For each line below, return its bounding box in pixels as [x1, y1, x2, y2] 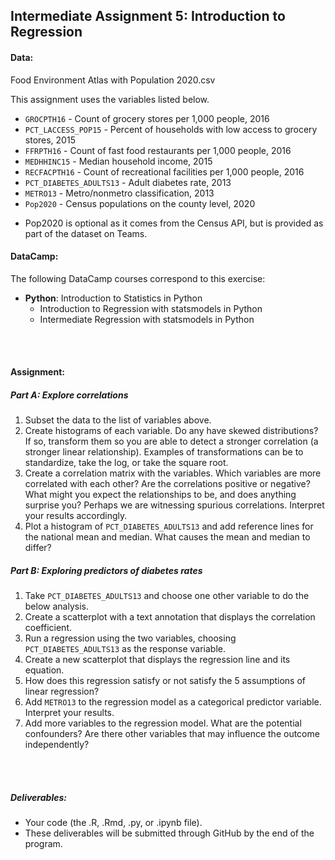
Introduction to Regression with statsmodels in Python [39, 302, 263, 314]
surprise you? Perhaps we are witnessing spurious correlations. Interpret [24, 499, 325, 511]
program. [24, 838, 63, 850]
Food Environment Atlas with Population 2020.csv [10, 74, 216, 86]
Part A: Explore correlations [10, 389, 129, 401]
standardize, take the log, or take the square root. [24, 457, 229, 469]
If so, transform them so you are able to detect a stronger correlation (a [24, 435, 319, 448]
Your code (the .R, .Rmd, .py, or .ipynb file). [24, 817, 203, 829]
